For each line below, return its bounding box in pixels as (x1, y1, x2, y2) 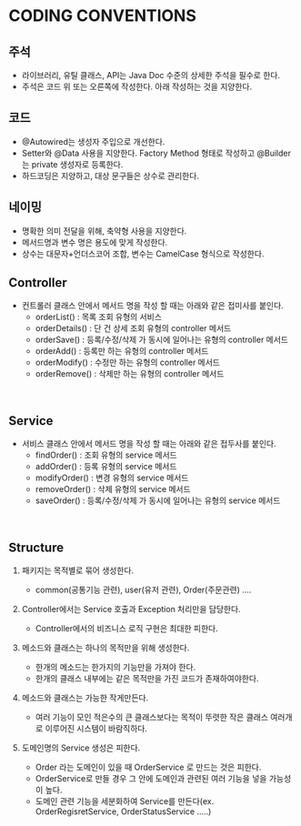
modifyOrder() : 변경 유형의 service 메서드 (35, 472, 189, 483)
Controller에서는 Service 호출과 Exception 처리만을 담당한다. (21, 604, 242, 615)
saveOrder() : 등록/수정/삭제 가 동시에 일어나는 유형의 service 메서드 (35, 495, 281, 506)
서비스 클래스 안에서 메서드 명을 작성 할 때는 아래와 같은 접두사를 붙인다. (21, 438, 276, 449)
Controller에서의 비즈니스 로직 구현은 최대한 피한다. (35, 623, 219, 634)
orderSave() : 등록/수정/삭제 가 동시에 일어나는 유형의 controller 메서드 (35, 334, 288, 346)
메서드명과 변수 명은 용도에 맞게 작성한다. (21, 237, 168, 247)
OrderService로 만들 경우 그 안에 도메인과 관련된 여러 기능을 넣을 (35, 773, 267, 784)
